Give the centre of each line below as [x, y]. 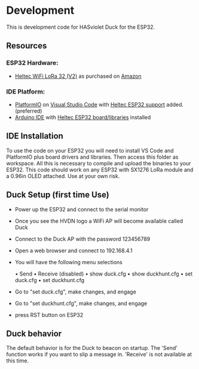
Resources [27, 46]
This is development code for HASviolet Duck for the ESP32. [81, 27]
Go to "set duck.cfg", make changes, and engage [75, 292]
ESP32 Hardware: [32, 63]
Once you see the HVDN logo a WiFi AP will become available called [99, 221]
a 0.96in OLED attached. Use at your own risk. [63, 176]
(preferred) [28, 111]
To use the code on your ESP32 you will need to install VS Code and [90, 150]
